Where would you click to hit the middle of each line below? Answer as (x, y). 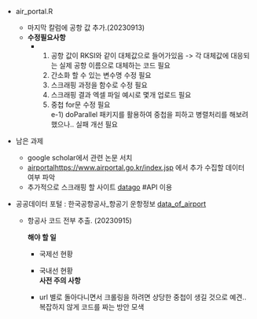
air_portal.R (34, 11)
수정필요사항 (46, 37)
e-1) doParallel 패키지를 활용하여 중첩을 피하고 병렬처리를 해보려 (150, 114)
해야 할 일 (42, 237)
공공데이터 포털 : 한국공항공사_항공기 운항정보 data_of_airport (111, 204)
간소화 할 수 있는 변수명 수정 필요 (101, 75)
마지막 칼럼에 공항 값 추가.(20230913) (86, 27)
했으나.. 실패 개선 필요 (84, 124)
